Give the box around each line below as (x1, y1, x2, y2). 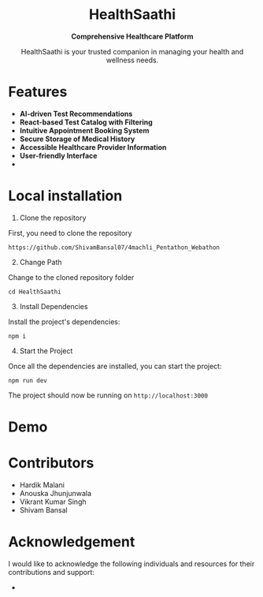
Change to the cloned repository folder (8, 272, 135, 282)
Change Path (19, 257, 62, 267)
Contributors (8, 454, 94, 472)
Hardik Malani (19, 479, 65, 490)
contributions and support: (8, 567, 94, 576)
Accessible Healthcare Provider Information (19, 142, 167, 151)
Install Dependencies (19, 301, 88, 311)
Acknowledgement (8, 533, 135, 551)
